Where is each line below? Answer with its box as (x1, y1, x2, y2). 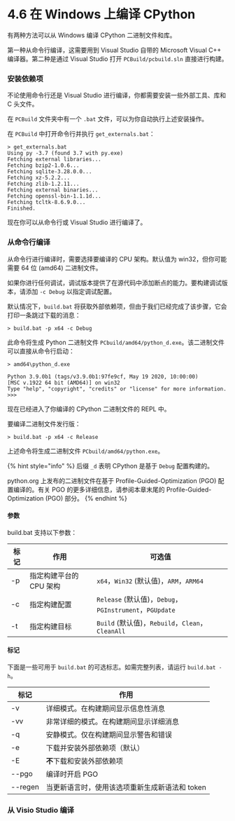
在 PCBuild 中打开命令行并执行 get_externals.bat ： (7, 130, 155, 138)
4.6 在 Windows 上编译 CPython (7, 6, 196, 22)
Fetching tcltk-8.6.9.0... (7, 199, 86, 206)
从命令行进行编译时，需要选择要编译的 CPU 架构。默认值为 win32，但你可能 (7, 255, 227, 263)
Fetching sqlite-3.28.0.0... (7, 168, 92, 175)
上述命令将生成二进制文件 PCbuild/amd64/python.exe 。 (7, 447, 164, 455)
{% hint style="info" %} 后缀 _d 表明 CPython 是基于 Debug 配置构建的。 (7, 461, 213, 470)
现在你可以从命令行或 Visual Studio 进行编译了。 (7, 218, 147, 226)
